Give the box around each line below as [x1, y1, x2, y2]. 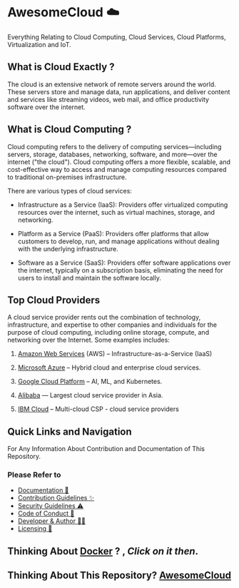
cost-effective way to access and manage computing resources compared [7, 165, 227, 173]
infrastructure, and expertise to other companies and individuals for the [7, 320, 218, 329]
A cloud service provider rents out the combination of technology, [7, 313, 201, 322]
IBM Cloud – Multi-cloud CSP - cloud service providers [17, 405, 180, 413]
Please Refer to [7, 470, 61, 480]
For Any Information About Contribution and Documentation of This [7, 445, 205, 453]
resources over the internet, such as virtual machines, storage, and [17, 208, 215, 216]
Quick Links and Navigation [7, 425, 132, 437]
